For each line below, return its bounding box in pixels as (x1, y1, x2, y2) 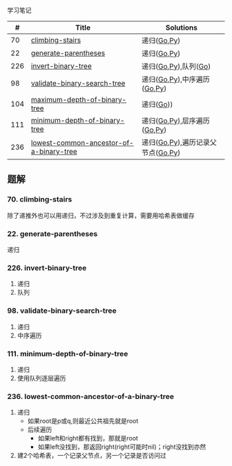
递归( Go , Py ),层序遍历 (141, 116, 211, 126)
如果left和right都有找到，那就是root (37, 434, 138, 443)
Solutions (165, 23, 198, 32)
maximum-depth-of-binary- (30, 95, 127, 104)
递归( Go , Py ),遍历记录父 (141, 137, 217, 147)
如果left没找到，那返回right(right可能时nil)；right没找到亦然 (37, 443, 206, 451)
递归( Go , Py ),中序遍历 (141, 75, 211, 84)
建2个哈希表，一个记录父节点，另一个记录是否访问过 (17, 452, 167, 460)
